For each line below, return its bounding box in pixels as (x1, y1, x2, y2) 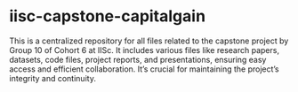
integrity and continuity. (9, 73, 96, 83)
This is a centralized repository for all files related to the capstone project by (9, 35, 289, 46)
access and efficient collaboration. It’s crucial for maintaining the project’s (9, 64, 279, 74)
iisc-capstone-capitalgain (9, 6, 206, 27)
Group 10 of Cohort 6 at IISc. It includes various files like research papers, (9, 44, 280, 55)
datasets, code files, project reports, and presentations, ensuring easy (9, 54, 267, 65)
